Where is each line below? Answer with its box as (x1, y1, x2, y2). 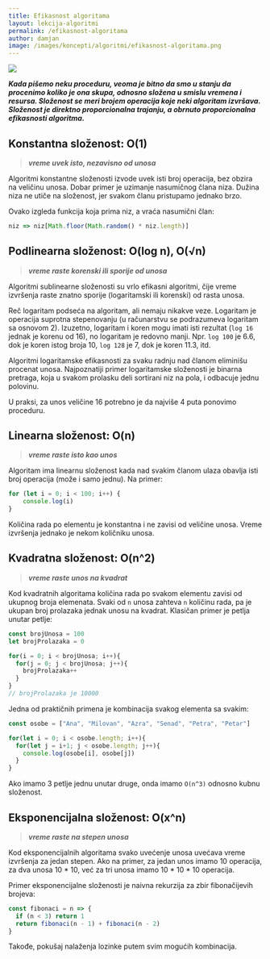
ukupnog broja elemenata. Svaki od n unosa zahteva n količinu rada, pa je (8, 597, 252, 607)
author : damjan (8, 34, 60, 43)
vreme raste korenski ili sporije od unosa (27, 265, 168, 275)
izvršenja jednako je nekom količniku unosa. (8, 528, 155, 538)
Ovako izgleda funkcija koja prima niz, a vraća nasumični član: (8, 206, 215, 216)
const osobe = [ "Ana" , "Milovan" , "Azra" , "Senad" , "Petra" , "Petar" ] (8, 719, 251, 728)
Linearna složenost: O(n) (8, 429, 135, 443)
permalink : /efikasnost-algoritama (8, 27, 128, 35)
